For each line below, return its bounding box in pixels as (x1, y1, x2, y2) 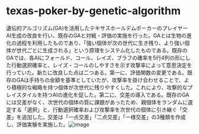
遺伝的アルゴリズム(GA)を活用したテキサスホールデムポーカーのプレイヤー (6, 24, 188, 31)
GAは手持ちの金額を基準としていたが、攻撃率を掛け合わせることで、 (16, 76, 185, 84)
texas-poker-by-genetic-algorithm (6, 4, 181, 18)
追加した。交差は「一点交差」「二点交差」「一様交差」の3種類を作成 (21, 113, 186, 120)
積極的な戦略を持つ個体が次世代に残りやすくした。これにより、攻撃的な (11, 84, 188, 91)
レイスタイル (6, 91, 37, 98)
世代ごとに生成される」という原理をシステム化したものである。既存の (16, 46, 188, 54)
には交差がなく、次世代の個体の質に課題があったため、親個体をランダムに (6, 98, 188, 106)
